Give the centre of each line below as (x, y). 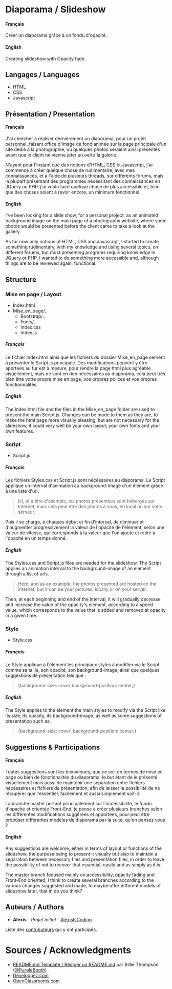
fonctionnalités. (22, 384)
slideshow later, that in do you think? (44, 891)
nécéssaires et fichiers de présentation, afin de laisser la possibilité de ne (83, 788)
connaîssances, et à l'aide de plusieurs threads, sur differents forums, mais (84, 176)
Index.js (29, 333)
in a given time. (21, 616)
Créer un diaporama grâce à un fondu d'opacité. (56, 35)
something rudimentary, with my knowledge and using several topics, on (82, 247)
